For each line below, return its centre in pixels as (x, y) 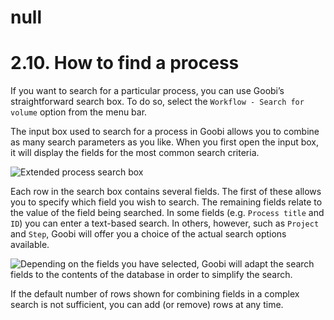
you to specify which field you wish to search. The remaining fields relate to (166, 202)
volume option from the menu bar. (79, 112)
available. (30, 245)
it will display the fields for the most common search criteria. (135, 153)
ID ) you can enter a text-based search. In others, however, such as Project (165, 223)
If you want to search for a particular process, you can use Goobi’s (147, 91)
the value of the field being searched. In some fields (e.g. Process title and (167, 213)
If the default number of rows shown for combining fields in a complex (155, 294)
